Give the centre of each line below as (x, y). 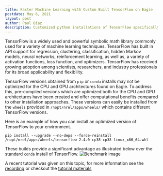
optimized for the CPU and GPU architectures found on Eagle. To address (78, 87)
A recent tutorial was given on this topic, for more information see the (74, 163)
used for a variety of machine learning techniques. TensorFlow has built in (79, 46)
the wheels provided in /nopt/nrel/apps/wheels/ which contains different (78, 107)
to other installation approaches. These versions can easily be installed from (81, 102)
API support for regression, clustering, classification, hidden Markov (73, 52)
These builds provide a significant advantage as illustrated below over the (79, 149)
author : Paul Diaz (24, 23)
